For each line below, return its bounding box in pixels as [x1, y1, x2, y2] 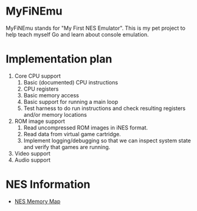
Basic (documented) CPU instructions [23, 78, 119, 86]
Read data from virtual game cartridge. [23, 130, 121, 137]
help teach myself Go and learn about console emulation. [5, 30, 150, 38]
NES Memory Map [14, 198, 61, 205]
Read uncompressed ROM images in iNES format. [23, 123, 148, 131]
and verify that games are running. [23, 143, 111, 150]
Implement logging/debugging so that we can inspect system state [23, 137, 191, 144]
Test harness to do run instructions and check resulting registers [23, 105, 186, 112]
